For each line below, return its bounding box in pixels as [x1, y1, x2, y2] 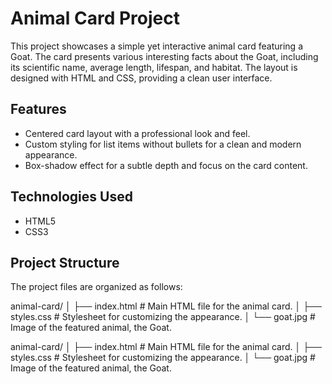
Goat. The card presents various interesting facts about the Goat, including [10, 50, 319, 62]
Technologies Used [10, 188, 133, 206]
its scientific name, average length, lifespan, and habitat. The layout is [10, 61, 298, 73]
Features [10, 101, 67, 118]
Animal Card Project [10, 7, 180, 30]
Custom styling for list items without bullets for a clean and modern [24, 138, 302, 150]
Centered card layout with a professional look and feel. [24, 127, 251, 139]
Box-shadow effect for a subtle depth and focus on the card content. [24, 159, 308, 171]
